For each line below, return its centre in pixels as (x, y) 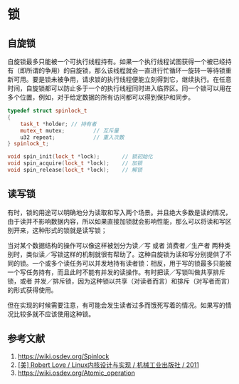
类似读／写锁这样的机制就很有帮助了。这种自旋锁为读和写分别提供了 (126, 254)
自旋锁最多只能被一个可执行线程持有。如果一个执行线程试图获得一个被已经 (116, 62)
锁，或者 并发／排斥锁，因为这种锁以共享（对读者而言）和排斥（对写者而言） (119, 281)
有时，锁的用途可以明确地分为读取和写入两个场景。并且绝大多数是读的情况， (119, 212)
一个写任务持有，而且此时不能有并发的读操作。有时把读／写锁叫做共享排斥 (116, 272)
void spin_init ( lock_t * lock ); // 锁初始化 (80, 157)
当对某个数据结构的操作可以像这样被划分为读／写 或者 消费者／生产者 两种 (116, 245)
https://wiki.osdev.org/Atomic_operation (76, 373)
